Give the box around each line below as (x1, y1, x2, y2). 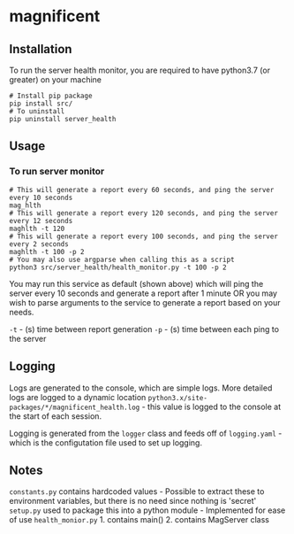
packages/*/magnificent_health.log (9, 403, 140, 412)
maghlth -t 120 (9, 224, 65, 233)
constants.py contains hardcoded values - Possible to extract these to (9, 486, 265, 497)
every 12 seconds (9, 216, 73, 225)
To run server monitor (9, 166, 105, 178)
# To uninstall (9, 107, 65, 116)
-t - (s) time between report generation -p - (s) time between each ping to (9, 323, 280, 334)
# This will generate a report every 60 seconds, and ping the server (9, 185, 275, 194)
